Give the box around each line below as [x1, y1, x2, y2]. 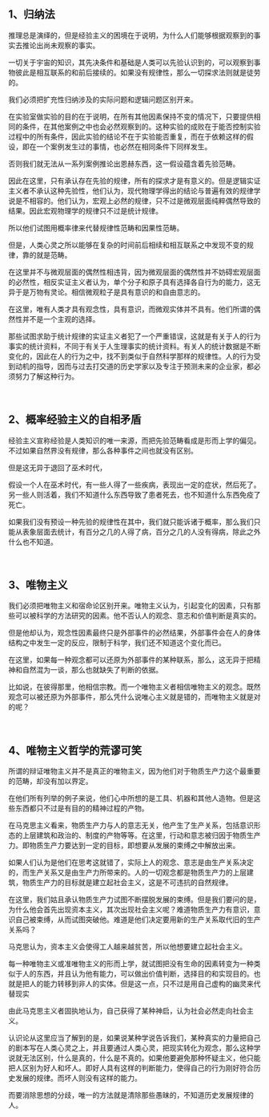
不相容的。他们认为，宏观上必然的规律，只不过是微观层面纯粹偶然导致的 [22, 196, 261, 205]
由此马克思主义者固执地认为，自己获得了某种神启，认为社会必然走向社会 [8, 1006, 247, 1016]
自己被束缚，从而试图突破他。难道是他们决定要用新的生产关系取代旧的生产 [14, 915, 261, 924]
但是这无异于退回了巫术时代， [8, 462, 106, 472]
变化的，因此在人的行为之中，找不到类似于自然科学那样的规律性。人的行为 [8, 351, 254, 361]
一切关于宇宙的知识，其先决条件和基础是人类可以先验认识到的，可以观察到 [8, 57, 254, 67]
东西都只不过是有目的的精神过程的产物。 [14, 803, 149, 813]
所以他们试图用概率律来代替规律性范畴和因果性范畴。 [8, 223, 184, 233]
